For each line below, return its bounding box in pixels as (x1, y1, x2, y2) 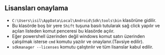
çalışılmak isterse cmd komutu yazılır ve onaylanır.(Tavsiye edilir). (11, 38, 144, 44)
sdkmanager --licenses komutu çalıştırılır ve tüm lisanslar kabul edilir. (11, 43, 154, 49)
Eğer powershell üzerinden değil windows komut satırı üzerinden (11, 33, 145, 39)
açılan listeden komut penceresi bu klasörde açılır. (11, 27, 115, 34)
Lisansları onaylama (4, 4, 68, 12)
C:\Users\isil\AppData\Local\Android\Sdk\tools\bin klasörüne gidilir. (11, 17, 157, 23)
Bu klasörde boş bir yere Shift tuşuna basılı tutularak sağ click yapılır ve (11, 22, 160, 28)
